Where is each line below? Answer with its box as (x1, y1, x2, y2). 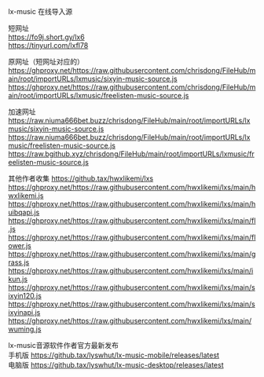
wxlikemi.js (8, 191, 44, 200)
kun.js (8, 274, 28, 284)
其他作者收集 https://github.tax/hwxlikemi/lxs (8, 174, 154, 183)
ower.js (8, 241, 31, 250)
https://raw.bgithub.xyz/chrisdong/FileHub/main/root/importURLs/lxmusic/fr (8, 149, 255, 159)
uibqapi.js (8, 207, 40, 217)
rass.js (8, 258, 30, 267)
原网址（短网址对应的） (8, 57, 84, 66)
